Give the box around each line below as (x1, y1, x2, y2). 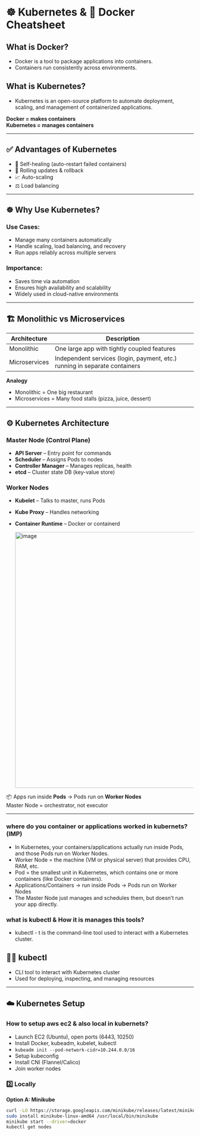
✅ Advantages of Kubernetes (6, 145, 117, 155)
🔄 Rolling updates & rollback (14, 167, 84, 174)
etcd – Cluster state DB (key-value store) (14, 469, 115, 476)
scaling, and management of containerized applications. (14, 103, 153, 111)
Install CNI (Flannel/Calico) (14, 1058, 80, 1065)
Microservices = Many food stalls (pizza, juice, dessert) (14, 395, 152, 402)
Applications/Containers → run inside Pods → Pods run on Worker (14, 881, 177, 889)
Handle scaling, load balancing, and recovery (14, 243, 126, 250)
